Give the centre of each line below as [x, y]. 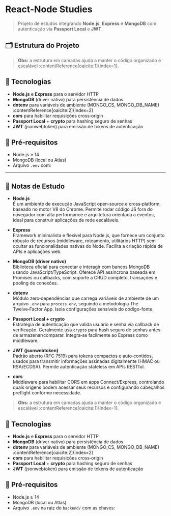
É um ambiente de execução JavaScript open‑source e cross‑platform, [87, 204]
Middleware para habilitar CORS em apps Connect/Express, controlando [88, 382]
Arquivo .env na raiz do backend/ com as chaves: [64, 508]
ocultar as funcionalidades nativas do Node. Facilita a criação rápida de [88, 246]
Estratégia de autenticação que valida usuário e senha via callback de [86, 325]
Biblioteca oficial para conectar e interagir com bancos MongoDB [81, 267]
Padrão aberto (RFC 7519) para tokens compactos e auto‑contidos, [83, 356]
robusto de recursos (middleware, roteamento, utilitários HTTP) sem [84, 241]
